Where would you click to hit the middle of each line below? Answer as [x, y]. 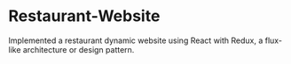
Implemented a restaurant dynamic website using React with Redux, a [136, 40]
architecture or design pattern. [79, 49]
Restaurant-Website [84, 16]
